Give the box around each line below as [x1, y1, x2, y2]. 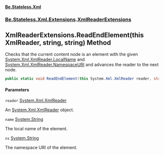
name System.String [5, 117, 43, 122]
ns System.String [5, 135, 39, 141]
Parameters [5, 86, 29, 92]
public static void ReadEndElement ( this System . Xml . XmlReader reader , [5, 76, 152, 81]
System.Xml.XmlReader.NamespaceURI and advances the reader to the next [5, 62, 159, 68]
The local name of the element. [5, 126, 68, 132]
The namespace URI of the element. [5, 145, 78, 151]
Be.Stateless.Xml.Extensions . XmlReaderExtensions [5, 16, 132, 23]
